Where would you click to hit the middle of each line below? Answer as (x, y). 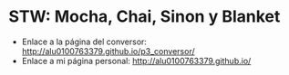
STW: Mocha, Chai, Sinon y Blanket (144, 17)
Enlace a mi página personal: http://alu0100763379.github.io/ (136, 61)
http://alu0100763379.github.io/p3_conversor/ (108, 51)
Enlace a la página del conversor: (84, 42)
